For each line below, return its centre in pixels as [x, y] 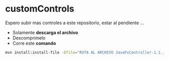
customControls [40, 9]
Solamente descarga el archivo [45, 32]
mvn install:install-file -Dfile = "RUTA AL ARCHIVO [59, 52]
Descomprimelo [29, 38]
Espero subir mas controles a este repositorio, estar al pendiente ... [75, 23]
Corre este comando [34, 43]
